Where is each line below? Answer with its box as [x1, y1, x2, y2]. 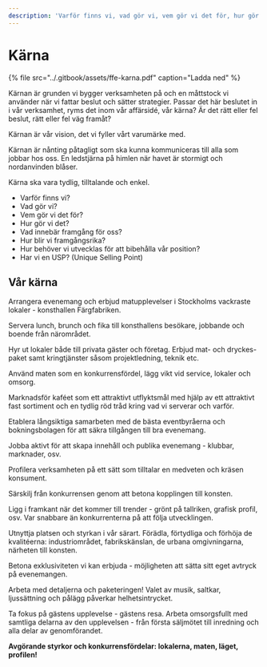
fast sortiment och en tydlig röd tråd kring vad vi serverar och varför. [8, 401, 234, 411]
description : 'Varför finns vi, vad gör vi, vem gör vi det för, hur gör [8, 11, 260, 20]
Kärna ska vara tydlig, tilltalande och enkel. [8, 177, 150, 187]
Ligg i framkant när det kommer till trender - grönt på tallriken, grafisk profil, [8, 504, 258, 514]
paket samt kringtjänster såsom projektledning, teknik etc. [8, 353, 200, 363]
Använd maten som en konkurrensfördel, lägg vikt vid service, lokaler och [8, 369, 251, 379]
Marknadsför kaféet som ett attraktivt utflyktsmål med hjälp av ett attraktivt [8, 393, 255, 403]
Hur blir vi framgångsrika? [19, 235, 106, 245]
